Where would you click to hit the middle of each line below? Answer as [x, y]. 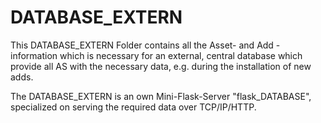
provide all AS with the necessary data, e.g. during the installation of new [161, 66]
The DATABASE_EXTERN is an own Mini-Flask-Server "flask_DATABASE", [161, 96]
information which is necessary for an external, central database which [156, 55]
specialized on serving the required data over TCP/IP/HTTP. [133, 107]
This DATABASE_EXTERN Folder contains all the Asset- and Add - [145, 45]
